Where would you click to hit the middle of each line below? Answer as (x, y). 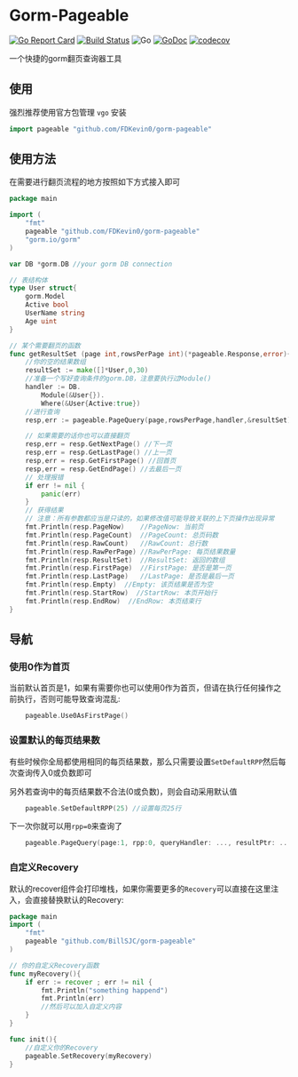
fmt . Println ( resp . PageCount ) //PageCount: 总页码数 (122, 535)
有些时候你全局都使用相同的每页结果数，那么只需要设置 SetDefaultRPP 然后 (144, 762)
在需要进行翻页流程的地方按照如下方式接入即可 (94, 182)
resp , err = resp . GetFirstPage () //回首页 (101, 461)
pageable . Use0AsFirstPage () (77, 716)
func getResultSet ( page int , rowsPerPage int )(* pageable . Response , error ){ (150, 354)
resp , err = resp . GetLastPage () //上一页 (99, 453)
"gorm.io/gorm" (53, 239)
